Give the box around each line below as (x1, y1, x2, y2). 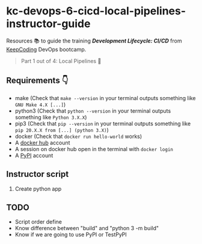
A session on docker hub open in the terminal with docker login (14, 145, 173, 152)
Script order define (14, 218, 62, 225)
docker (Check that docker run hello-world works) (14, 132, 142, 140)
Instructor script (6, 169, 69, 179)
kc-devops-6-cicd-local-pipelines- (6, 4, 186, 18)
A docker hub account (14, 139, 70, 146)
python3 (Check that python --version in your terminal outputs (14, 107, 171, 115)
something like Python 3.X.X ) (14, 113, 87, 121)
